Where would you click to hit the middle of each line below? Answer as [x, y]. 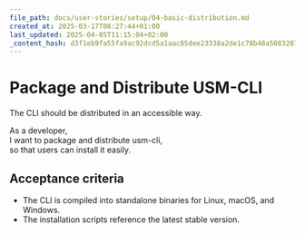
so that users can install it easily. [70, 150]
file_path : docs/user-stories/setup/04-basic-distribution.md [129, 18]
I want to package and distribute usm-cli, [86, 141]
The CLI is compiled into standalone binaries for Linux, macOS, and [148, 200]
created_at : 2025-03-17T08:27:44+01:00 [85, 26]
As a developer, [39, 131]
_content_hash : [38, 43]
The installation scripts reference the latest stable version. [131, 219]
